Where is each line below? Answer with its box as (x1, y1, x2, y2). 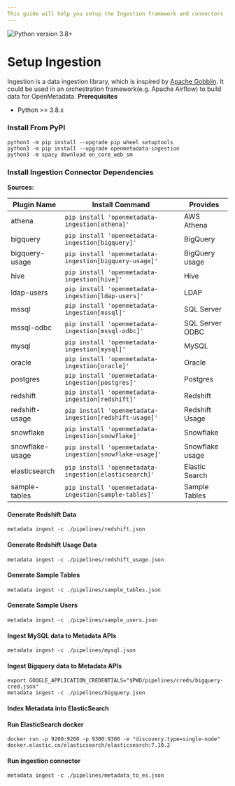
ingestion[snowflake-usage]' (64, 451, 162, 458)
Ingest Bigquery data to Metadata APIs (7, 661, 122, 670)
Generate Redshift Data (7, 510, 77, 519)
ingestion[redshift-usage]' (64, 414, 159, 422)
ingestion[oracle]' (64, 362, 129, 370)
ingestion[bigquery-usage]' (64, 257, 159, 265)
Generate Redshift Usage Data (7, 540, 97, 549)
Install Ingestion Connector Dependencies (7, 167, 154, 177)
